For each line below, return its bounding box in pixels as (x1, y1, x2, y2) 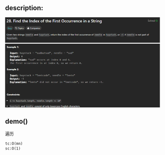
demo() (5, 117, 28, 126)
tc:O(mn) (5, 141, 23, 146)
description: (5, 4, 43, 12)
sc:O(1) (5, 146, 21, 151)
